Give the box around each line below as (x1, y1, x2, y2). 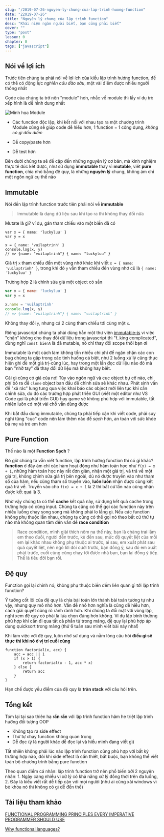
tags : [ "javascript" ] (5, 44, 49, 49)
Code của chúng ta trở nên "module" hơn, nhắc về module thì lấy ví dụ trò (5, 95, 154, 101)
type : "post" (5, 30, 32, 35)
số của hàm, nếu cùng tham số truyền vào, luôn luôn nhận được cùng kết (5, 478, 153, 484)
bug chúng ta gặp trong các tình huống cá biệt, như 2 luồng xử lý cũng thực (5, 355, 158, 360)
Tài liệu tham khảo (5, 798, 62, 807)
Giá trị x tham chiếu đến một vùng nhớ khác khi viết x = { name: (5, 260, 134, 266)
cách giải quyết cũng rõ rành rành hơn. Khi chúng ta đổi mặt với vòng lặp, (5, 608, 153, 614)
